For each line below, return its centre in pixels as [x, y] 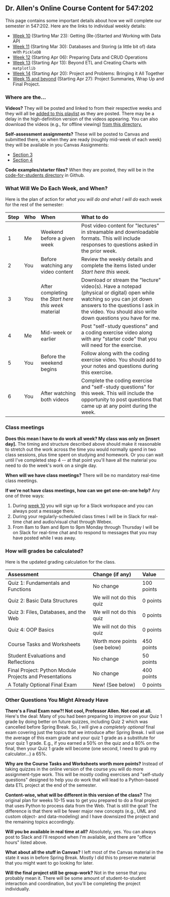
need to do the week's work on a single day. [51, 465]
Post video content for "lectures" [120, 226]
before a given [58, 238]
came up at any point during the [119, 406]
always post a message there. [44, 511]
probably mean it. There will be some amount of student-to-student [76, 878]
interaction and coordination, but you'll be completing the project [73, 884]
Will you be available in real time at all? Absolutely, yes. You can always [81, 832]
